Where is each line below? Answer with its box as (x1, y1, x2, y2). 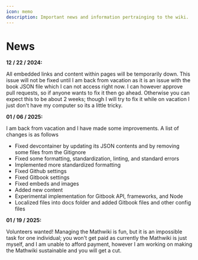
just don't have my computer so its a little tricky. (6, 102, 123, 109)
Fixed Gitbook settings (14, 174, 70, 181)
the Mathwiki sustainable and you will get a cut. (6, 247, 122, 254)
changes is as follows (6, 131, 59, 138)
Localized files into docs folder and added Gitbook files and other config (14, 199, 191, 206)
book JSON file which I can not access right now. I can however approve (6, 83, 183, 90)
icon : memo (6, 8, 33, 15)
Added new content (14, 187, 63, 194)
